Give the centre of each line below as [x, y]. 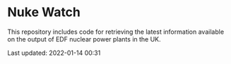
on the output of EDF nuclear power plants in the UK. [84, 39]
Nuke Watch [44, 12]
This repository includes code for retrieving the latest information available [116, 32]
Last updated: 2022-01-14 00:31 [54, 53]
